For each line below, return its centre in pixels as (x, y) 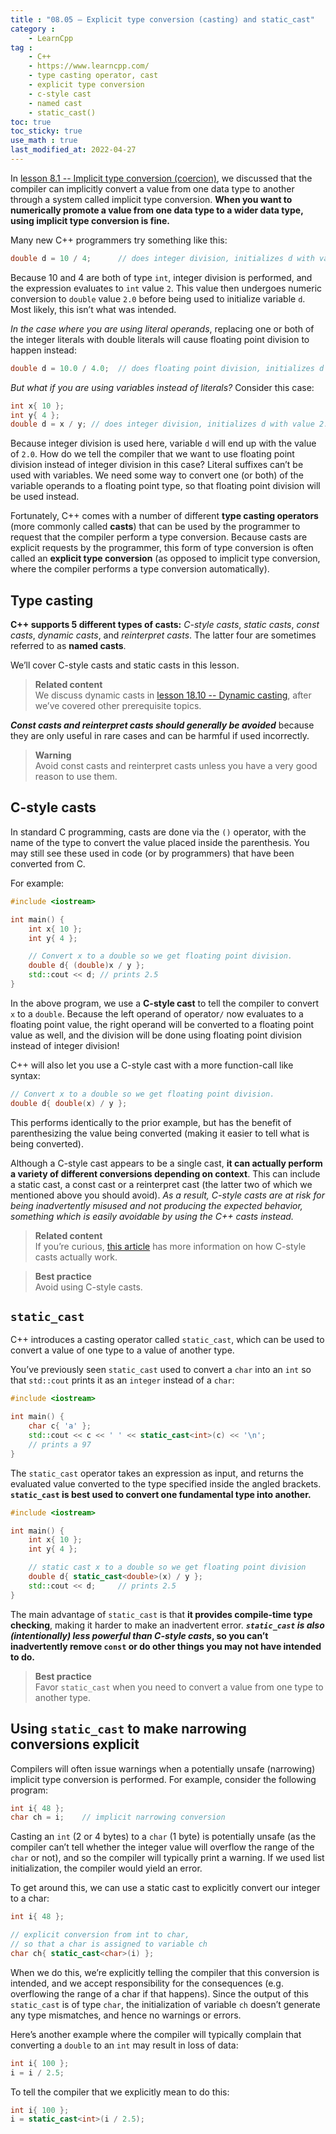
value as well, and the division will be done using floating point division (156, 1035)
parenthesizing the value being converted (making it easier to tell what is (160, 1133)
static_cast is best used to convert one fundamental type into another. (161, 1494)
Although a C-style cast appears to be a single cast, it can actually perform (166, 1163)
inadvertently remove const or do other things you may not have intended (166, 1646)
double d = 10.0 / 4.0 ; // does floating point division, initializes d (167, 368)
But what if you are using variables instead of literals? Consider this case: (162, 387)
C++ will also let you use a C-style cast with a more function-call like (152, 1065)
